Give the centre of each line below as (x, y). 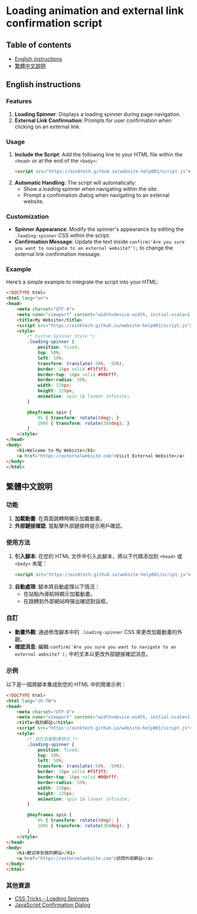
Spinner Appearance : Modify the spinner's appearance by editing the (99, 229)
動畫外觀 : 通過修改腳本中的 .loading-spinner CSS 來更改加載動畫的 (96, 632)
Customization (28, 216)
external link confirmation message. (58, 254)
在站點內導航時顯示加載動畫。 (59, 594)
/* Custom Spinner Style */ (61, 336)
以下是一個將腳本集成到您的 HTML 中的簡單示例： (66, 684)
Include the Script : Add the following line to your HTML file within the (98, 154)
